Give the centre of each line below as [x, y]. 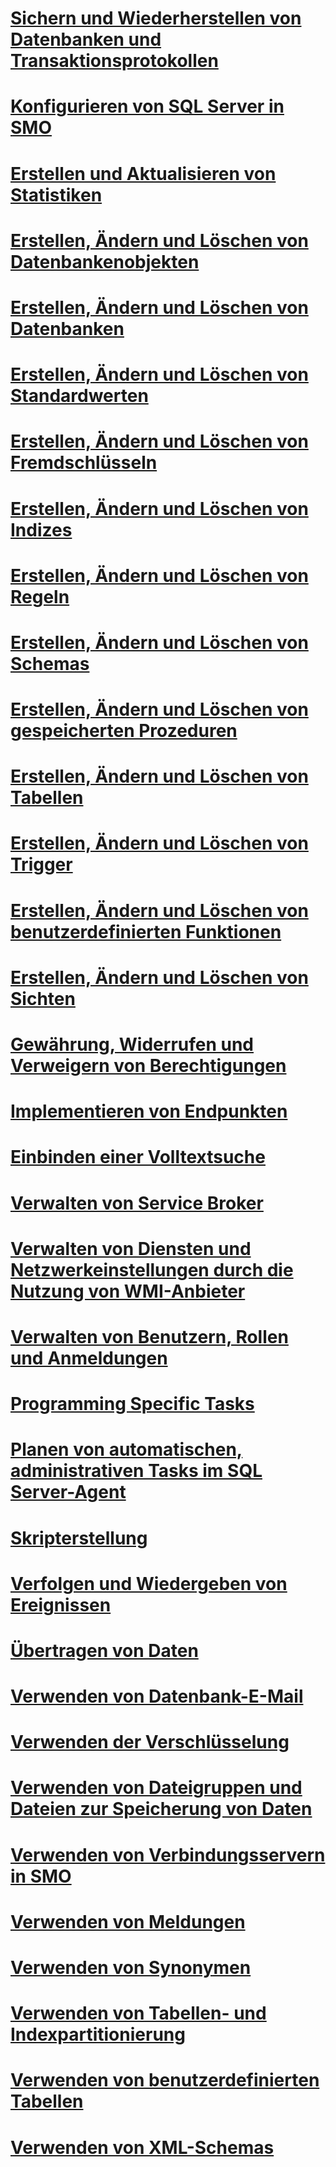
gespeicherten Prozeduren [124, 731]
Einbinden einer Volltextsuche [138, 1157]
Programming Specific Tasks [132, 1404]
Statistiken [56, 194]
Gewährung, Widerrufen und [132, 1044]
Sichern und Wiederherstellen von [156, 18]
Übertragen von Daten [104, 1650]
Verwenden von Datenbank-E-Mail [157, 1696]
